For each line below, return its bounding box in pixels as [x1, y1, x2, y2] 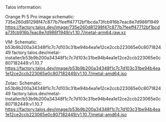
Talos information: [5, 4, 42, 10]
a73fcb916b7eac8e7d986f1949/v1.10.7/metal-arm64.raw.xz [5, 30, 126, 35]
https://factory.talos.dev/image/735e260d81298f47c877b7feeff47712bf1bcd [5, 24, 160, 30]
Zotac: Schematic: [5, 80, 43, 86]
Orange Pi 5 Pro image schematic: [5, 14, 75, 19]
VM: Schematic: [5, 39, 38, 45]
